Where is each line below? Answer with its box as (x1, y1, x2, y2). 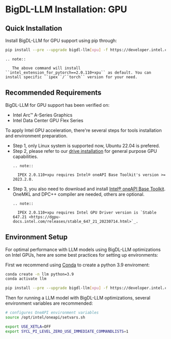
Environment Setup (5, 233, 68, 241)
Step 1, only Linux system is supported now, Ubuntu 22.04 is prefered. (12, 142, 160, 149)
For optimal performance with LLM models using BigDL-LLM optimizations (5, 246, 161, 253)
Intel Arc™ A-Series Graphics (12, 111, 73, 118)
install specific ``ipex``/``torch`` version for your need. (5, 74, 138, 80)
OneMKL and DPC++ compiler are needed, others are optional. (12, 191, 145, 197)
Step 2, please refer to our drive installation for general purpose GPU (12, 148, 157, 154)
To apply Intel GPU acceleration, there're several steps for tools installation (5, 127, 162, 133)
